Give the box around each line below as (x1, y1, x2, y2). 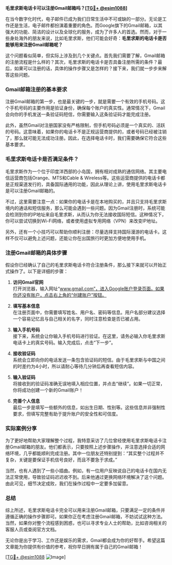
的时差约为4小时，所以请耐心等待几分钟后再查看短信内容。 (12, 363, 137, 369)
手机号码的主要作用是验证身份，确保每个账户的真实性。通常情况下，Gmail (9, 105, 165, 111)
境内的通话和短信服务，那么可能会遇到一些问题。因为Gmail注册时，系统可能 (5, 205, 165, 211)
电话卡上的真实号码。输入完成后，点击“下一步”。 (12, 339, 116, 346)
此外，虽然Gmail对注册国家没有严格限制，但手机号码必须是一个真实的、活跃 (5, 122, 165, 128)
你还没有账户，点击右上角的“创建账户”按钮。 (12, 292, 107, 298)
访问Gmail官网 (12, 279, 44, 285)
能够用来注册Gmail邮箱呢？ (5, 42, 63, 48)
